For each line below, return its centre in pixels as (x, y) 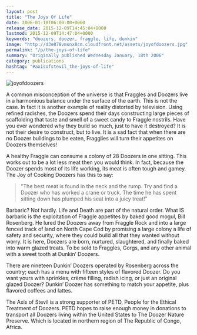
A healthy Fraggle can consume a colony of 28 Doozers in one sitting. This (96, 156)
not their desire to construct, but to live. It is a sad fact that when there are (96, 132)
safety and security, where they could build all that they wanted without (93, 235)
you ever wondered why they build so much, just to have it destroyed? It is (96, 126)
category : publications (35, 61)
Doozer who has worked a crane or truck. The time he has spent (98, 193)
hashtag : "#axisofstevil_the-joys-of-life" (60, 66)
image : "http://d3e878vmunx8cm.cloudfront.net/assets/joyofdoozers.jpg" (97, 45)
